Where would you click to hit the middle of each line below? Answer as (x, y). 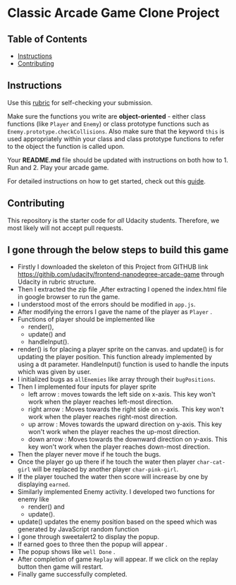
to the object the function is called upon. (66, 146)
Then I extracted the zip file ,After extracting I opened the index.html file (122, 289)
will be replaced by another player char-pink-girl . (105, 469)
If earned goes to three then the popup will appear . (92, 544)
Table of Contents (48, 39)
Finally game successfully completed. (72, 574)
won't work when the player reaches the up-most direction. (114, 432)
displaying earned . (44, 484)
